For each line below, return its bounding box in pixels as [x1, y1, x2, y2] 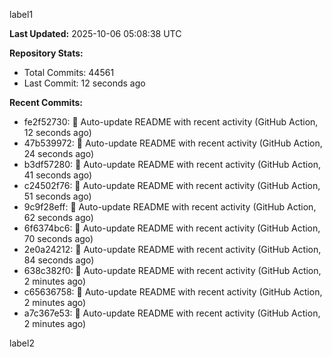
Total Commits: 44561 [23, 67, 115, 78]
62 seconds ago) [23, 212, 94, 223]
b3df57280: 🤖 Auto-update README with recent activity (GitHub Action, [23, 159, 321, 170]
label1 [9, 9, 34, 20]
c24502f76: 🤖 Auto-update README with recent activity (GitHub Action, [23, 180, 321, 191]
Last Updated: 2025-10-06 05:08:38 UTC [9, 28, 182, 39]
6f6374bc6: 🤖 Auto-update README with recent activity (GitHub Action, [23, 222, 321, 234]
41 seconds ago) [23, 169, 93, 181]
